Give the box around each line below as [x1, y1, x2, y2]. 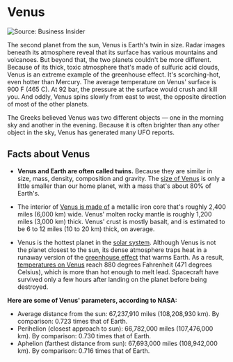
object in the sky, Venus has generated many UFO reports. [7, 128, 175, 136]
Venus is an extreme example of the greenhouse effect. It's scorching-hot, [7, 70, 220, 79]
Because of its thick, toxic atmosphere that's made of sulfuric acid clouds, [7, 63, 220, 71]
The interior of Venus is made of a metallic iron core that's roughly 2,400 [17, 203, 226, 211]
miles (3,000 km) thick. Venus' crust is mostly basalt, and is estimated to [17, 217, 225, 226]
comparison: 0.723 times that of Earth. [17, 317, 128, 325]
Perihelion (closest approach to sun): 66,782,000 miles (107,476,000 [17, 324, 214, 333]
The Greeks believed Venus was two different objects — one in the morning [7, 113, 224, 122]
